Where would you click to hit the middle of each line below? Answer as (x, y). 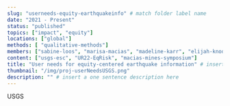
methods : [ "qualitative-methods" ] (58, 45)
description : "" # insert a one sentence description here (93, 77)
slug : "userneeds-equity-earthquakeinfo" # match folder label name (107, 13)
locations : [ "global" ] (39, 39)
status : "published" (37, 26)
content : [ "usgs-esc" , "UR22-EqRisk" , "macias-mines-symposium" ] (102, 58)
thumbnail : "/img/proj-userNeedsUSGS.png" (68, 70)
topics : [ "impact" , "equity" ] (50, 32)
